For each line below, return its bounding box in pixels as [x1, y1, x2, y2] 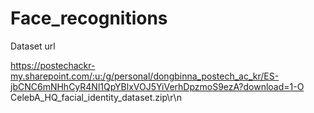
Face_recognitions [10, 7, 168, 30]
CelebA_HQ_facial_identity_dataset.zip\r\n [10, 91, 182, 103]
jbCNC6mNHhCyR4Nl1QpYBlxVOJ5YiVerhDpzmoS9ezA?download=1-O [10, 80, 305, 92]
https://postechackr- [10, 59, 96, 71]
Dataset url [10, 40, 56, 52]
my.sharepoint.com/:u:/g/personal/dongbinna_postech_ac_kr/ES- [10, 70, 280, 82]
